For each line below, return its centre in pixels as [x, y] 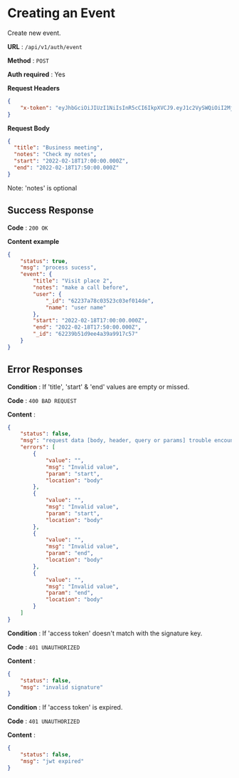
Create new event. [34, 33]
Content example [33, 241]
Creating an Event [62, 13]
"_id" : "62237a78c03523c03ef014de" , [100, 301]
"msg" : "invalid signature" [62, 687]
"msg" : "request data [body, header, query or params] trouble [116, 441]
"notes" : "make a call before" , [81, 287]
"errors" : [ [38, 447]
